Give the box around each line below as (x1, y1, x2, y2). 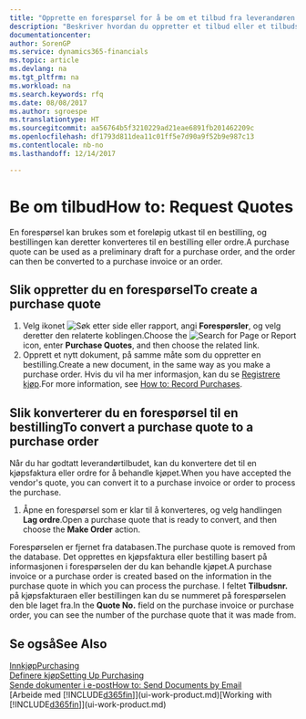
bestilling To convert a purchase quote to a (9, 419, 253, 434)
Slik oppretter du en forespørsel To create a (9, 282, 258, 297)
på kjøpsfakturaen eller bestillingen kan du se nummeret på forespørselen (9, 590, 287, 601)
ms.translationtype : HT (9, 115, 100, 124)
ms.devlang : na (9, 65, 67, 74)
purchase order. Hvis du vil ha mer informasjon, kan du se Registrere (22, 369, 280, 380)
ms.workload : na (9, 81, 71, 90)
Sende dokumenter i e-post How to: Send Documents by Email (9, 680, 242, 690)
